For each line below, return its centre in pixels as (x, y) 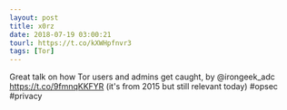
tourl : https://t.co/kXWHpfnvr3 (70, 43)
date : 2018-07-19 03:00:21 (60, 34)
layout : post (34, 18)
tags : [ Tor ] (32, 51)
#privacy (26, 96)
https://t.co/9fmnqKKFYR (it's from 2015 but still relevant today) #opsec (144, 87)
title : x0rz (32, 26)
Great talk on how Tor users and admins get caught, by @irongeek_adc (142, 77)
